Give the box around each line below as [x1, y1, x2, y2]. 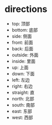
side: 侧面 [11, 33, 32, 39]
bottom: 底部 [11, 26, 38, 33]
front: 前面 [11, 39, 33, 45]
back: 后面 [11, 45, 34, 51]
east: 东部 [11, 108, 32, 114]
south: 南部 [11, 101, 35, 108]
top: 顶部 [11, 20, 30, 26]
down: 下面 [11, 70, 35, 76]
